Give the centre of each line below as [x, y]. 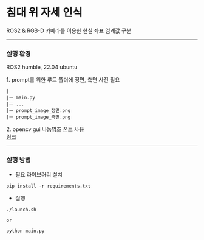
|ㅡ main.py [21, 98]
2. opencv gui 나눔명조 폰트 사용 [45, 129]
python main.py [25, 231]
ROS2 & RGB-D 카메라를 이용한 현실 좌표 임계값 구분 [69, 30]
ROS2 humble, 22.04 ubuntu [42, 67]
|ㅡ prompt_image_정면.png [39, 111]
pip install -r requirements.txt [49, 186]
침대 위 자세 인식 [45, 12]
